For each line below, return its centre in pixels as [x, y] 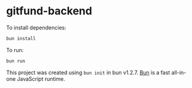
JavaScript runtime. [41, 78]
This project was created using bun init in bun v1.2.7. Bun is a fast [88, 72]
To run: [15, 50]
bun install [21, 38]
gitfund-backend [49, 11]
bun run [16, 61]
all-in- [179, 72]
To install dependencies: [36, 28]
